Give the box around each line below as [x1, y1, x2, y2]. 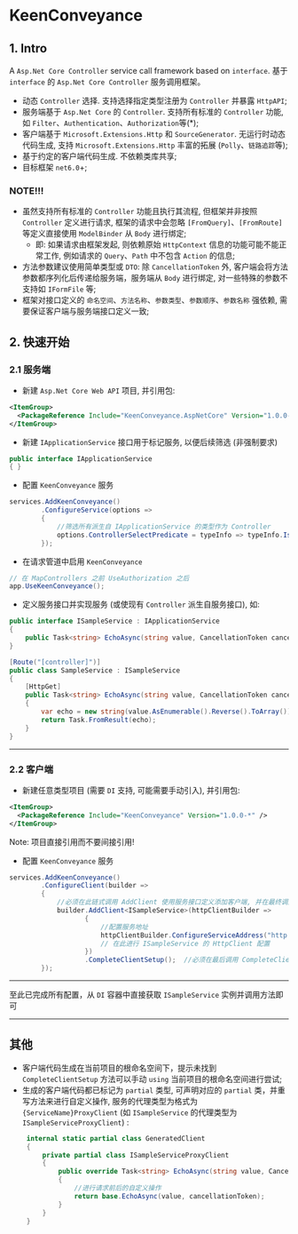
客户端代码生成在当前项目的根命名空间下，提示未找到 [21, 1063, 217, 1073]
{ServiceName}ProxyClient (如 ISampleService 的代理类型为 [21, 1107, 238, 1118]
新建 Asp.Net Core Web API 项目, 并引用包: [21, 385, 176, 395]
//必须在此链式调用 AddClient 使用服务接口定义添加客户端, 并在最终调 [56, 898, 288, 907]
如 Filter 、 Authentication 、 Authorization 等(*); [21, 117, 200, 128]
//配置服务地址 [100, 922, 149, 931]
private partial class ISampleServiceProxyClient [42, 1150, 230, 1159]
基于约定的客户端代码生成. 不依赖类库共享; [21, 151, 177, 161]
